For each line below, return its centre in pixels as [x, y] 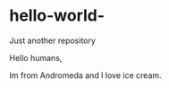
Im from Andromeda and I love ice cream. [86, 75]
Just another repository [53, 40]
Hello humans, [36, 57]
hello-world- [57, 16]
